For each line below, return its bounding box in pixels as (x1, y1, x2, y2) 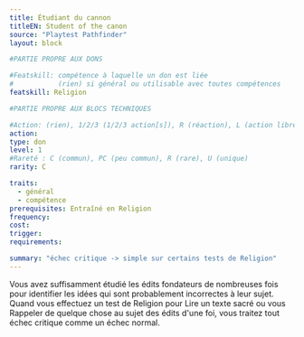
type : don (9, 137, 47, 146)
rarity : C (9, 163, 47, 172)
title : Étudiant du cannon (9, 13, 111, 23)
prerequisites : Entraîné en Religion (9, 204, 152, 213)
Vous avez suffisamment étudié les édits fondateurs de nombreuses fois (9, 278, 279, 289)
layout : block (9, 38, 63, 48)
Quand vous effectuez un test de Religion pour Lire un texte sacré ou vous (9, 297, 287, 308)
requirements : (9, 238, 63, 247)
